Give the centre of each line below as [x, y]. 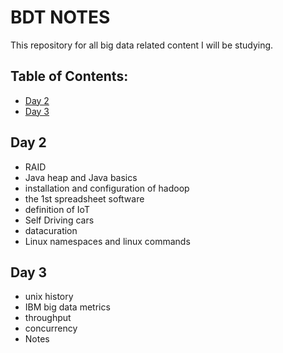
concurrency [51, 328]
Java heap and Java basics [81, 177]
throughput [48, 318]
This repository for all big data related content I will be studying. [142, 45]
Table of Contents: [69, 76]
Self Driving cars [59, 220]
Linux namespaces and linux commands [107, 241]
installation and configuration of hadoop [107, 188]
